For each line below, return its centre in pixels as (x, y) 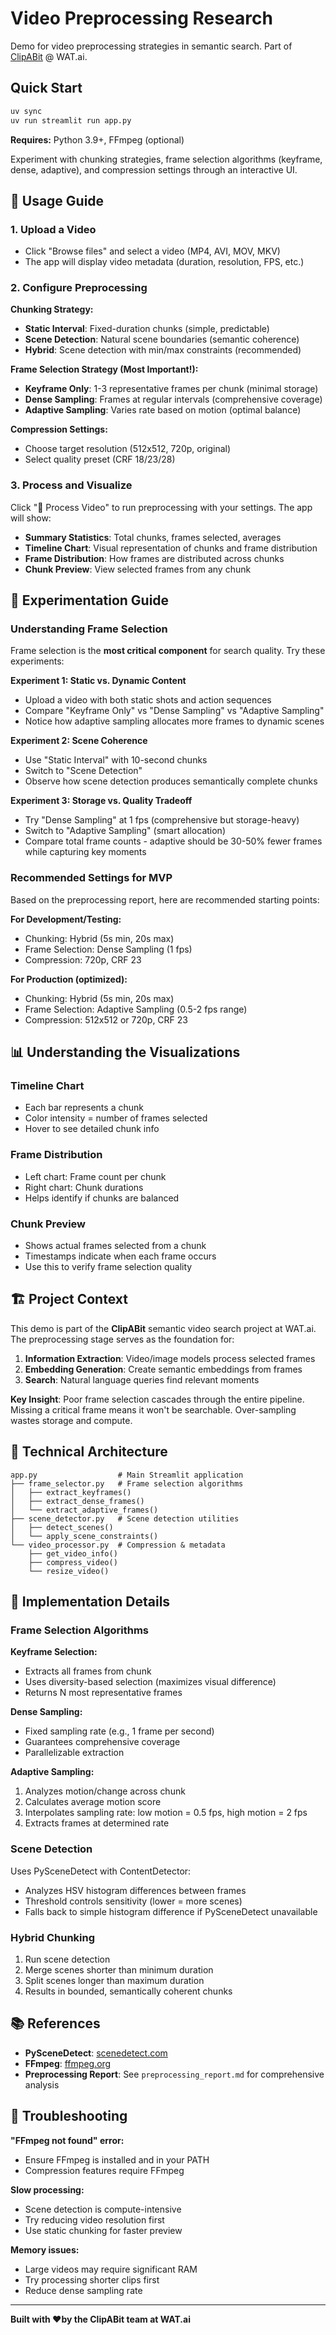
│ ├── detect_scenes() (62, 1527)
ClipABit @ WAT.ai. (49, 56)
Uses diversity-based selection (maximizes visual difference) (150, 1682)
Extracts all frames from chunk (88, 1671)
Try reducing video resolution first (94, 2219)
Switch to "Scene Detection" (83, 771)
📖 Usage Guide (57, 200)
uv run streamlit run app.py (71, 120)
